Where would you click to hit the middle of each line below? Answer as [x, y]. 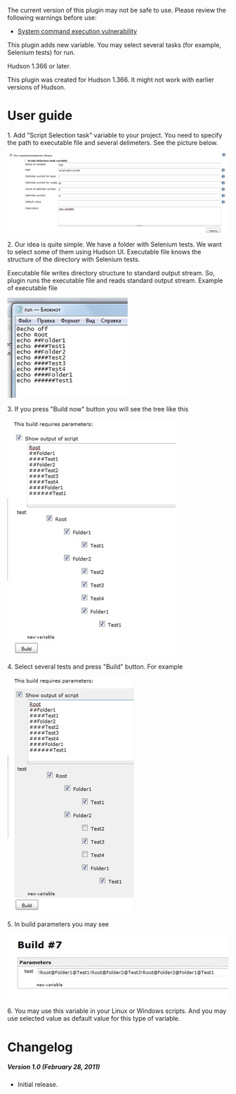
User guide [40, 116]
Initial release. [38, 1085]
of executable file [32, 288]
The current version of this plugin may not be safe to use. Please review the [117, 10]
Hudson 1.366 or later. [39, 66]
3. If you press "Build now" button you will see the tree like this [98, 409]
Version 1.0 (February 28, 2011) [54, 1067]
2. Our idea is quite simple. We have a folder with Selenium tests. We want [115, 244]
